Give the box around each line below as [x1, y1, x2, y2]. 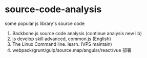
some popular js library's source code [5, 20, 85, 26]
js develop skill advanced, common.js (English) [12, 36, 111, 42]
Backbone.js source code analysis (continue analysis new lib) [12, 30, 142, 36]
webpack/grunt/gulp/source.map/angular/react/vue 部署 [12, 47, 132, 53]
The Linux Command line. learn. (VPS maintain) [12, 41, 112, 47]
